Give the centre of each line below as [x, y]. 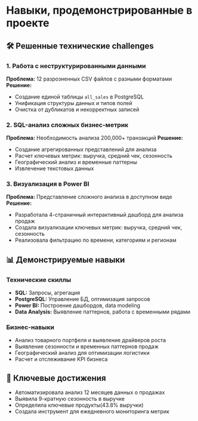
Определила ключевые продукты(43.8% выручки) [79, 405]
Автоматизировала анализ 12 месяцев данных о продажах [90, 392]
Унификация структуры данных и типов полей [73, 103]
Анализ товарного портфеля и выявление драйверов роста [90, 340]
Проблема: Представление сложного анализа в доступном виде [89, 197]
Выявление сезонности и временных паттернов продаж [87, 346]
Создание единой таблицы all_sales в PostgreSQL [79, 97]
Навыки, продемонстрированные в [99, 10]
